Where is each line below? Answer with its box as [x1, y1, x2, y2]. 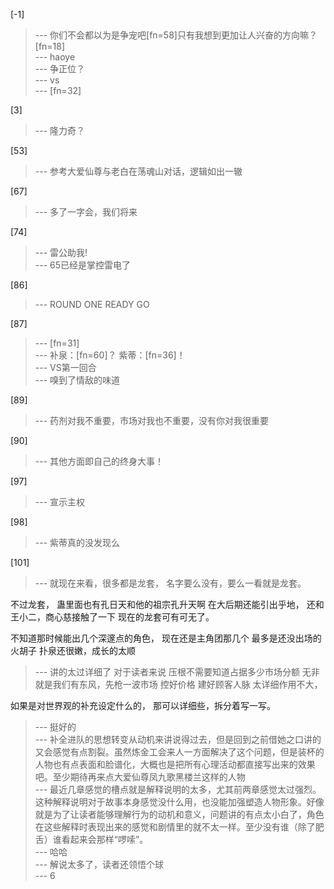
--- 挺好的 [34, 721, 77, 733]
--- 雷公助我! [34, 247, 88, 258]
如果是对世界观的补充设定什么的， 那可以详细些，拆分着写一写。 [10, 700, 276, 711]
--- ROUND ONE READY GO [34, 299, 150, 310]
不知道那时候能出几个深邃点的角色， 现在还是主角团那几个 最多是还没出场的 [10, 632, 322, 644]
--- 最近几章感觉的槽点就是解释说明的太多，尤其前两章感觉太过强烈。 [34, 784, 322, 795]
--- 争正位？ [34, 63, 86, 74]
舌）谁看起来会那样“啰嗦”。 [34, 834, 149, 845]
